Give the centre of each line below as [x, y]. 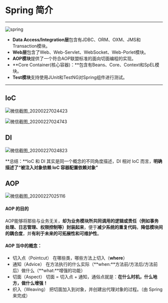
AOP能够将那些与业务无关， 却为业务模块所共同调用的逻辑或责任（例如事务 [82, 221]
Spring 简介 [29, 10]
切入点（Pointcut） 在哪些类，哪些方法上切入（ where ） [70, 258]
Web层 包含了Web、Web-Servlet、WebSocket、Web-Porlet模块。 [80, 52]
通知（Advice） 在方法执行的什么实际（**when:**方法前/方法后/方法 [83, 264]
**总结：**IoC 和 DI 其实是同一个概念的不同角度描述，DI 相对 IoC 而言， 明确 [84, 161]
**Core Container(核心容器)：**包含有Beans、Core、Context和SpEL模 [86, 65]
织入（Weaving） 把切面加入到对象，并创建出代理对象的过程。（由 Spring [87, 289]
